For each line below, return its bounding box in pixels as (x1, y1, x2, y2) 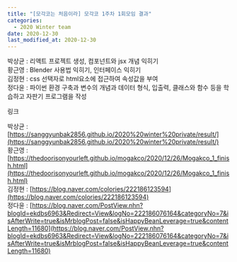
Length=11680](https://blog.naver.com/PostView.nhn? (7, 224, 164, 233)
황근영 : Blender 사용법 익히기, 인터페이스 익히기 (7, 66, 141, 74)
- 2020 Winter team (13, 23, 71, 30)
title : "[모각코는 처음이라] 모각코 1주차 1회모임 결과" (7, 10, 152, 18)
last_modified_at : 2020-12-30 (7, 37, 97, 44)
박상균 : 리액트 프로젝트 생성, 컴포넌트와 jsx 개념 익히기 (7, 57, 159, 66)
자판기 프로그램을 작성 (25, 93, 87, 101)
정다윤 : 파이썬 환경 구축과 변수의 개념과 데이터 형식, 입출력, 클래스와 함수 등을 (7, 83, 222, 92)
